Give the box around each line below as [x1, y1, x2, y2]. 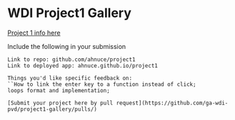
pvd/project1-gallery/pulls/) [7, 105, 98, 113]
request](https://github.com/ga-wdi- [116, 99, 229, 107]
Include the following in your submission [7, 42, 126, 50]
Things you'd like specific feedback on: [7, 75, 133, 82]
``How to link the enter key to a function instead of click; [7, 80, 196, 88]
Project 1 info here [7, 28, 61, 37]
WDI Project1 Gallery [7, 5, 132, 21]
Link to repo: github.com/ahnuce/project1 [7, 55, 136, 63]
